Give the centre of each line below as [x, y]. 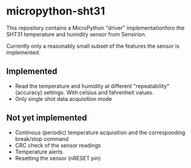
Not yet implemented [47, 118]
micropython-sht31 [56, 11]
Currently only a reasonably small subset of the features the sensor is [93, 46]
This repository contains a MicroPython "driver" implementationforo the [95, 28]
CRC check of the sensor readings [58, 145]
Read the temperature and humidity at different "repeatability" [92, 86]
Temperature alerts [39, 152]
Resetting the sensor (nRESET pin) [58, 158]
